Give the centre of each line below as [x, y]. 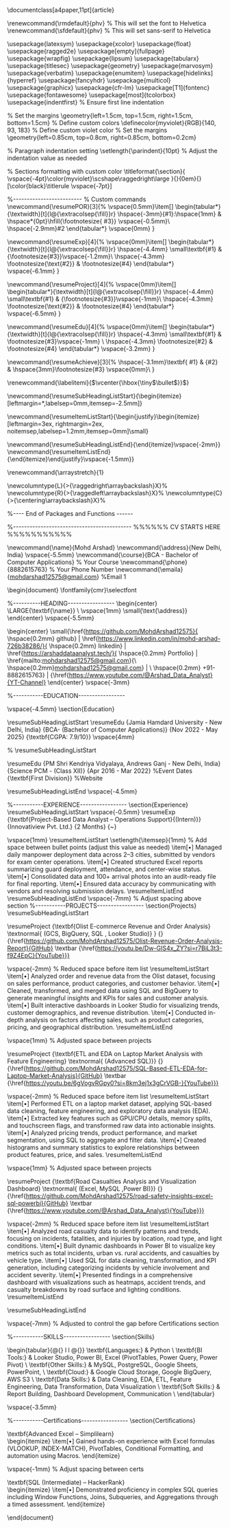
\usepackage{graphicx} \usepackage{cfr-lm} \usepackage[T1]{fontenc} [108, 88]
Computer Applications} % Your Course [63, 562]
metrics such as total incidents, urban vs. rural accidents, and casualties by [113, 1253]
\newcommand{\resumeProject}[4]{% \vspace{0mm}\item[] [92, 284]
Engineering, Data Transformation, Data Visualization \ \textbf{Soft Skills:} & [114, 1386]
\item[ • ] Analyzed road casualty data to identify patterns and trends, [104, 1231]
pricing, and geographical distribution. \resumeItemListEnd [90, 1027]
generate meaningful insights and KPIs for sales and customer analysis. [108, 998]
